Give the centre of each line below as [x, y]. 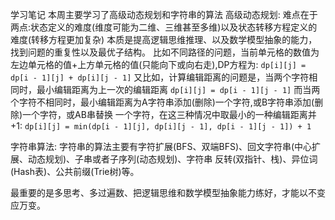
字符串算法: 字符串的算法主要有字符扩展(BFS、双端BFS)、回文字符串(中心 [161, 146]
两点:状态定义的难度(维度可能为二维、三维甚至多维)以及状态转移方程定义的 [164, 27]
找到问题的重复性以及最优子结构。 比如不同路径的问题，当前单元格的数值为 [165, 52]
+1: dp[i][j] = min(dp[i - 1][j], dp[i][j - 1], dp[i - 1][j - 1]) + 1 [161, 126]
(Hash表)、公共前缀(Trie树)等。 [75, 171]
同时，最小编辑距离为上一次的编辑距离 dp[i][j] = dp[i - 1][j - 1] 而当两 [165, 89]
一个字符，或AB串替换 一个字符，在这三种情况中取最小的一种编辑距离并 [169, 114]
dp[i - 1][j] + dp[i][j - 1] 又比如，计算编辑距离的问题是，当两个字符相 [164, 77]
